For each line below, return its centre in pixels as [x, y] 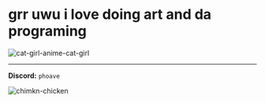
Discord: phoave [34, 75]
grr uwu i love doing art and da [110, 15]
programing [47, 31]
